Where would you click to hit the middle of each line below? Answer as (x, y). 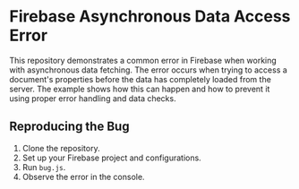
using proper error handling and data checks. (93, 98)
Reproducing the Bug (69, 127)
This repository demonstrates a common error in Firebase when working (143, 60)
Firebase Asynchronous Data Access (150, 17)
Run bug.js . (44, 167)
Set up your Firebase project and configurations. (111, 158)
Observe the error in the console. (83, 176)
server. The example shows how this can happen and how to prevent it (140, 89)
